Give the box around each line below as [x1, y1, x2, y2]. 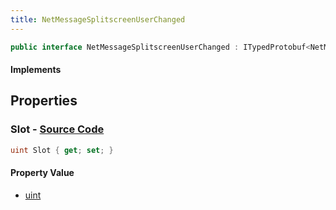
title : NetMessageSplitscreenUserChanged [10, 14, 186, 25]
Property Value [10, 167, 75, 179]
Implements [10, 64, 62, 76]
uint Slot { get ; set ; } [10, 145, 114, 155]
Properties [10, 92, 78, 110]
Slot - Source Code [10, 122, 105, 136]
